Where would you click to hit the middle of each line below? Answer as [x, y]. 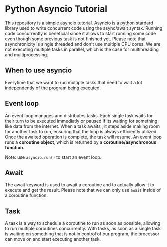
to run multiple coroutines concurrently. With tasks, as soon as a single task [83, 229]
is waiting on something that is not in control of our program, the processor [82, 234]
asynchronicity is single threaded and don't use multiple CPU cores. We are [83, 44]
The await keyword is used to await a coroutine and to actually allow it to [80, 185]
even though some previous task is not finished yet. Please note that [75, 39]
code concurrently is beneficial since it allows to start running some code [81, 33]
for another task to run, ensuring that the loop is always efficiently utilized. [82, 131]
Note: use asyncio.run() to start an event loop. [53, 157]
